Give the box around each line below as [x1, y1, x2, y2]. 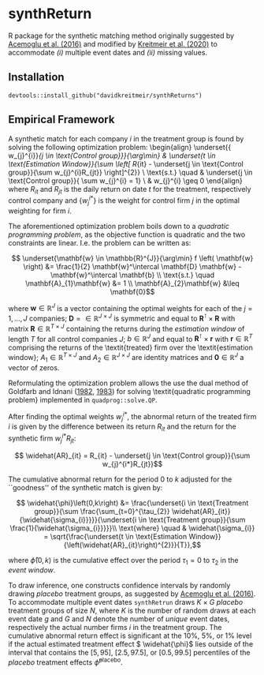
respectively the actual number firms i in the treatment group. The [8, 623, 222, 632]
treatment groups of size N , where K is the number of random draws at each [8, 606, 256, 616]
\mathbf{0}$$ [110, 287, 155, 296]
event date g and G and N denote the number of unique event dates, [8, 614, 230, 624]
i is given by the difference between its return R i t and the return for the [8, 422, 236, 433]
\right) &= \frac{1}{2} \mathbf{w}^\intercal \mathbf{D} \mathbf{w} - [23, 261, 242, 271]
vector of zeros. [8, 362, 60, 372]
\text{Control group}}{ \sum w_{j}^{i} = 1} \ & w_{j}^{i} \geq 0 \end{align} [8, 175, 243, 186]
